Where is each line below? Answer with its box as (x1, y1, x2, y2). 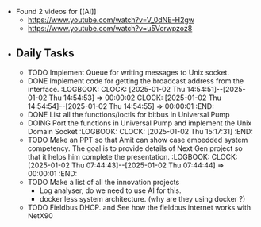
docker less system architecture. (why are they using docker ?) (39, 194, 246, 203)
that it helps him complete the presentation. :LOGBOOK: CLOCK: (27, 152, 238, 161)
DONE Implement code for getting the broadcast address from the (27, 75, 244, 86)
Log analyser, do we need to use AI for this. (39, 186, 182, 195)
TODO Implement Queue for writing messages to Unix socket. (27, 67, 230, 77)
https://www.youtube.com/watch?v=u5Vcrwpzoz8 (27, 24, 193, 33)
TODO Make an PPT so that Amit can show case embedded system (27, 135, 248, 144)
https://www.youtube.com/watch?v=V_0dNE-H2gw (27, 15, 194, 25)
